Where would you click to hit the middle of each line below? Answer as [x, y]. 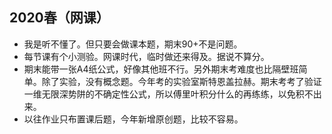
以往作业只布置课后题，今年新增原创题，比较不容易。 [133, 119]
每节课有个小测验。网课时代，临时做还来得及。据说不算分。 [146, 56]
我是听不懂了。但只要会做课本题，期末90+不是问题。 [133, 44]
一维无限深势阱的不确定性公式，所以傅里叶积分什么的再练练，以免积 [164, 94]
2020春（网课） [59, 18]
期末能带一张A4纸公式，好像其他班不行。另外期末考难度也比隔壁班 [161, 69]
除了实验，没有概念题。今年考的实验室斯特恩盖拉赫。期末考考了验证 [181, 81]
